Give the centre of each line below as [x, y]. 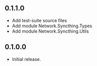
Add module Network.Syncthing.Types [52, 26]
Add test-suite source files [39, 20]
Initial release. [26, 59]
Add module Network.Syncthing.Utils [50, 31]
